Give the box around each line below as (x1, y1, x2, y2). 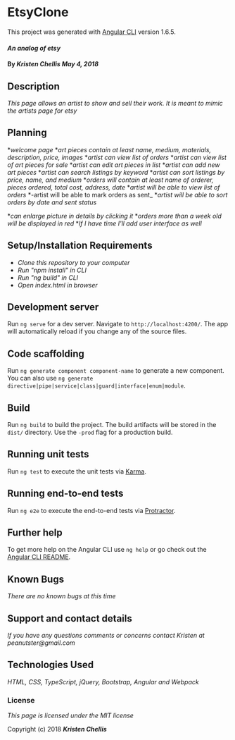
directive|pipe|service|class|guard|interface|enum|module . (7, 381, 186, 390)
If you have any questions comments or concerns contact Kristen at (7, 631, 205, 640)
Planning (7, 127, 47, 139)
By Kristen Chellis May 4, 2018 (7, 60, 99, 68)
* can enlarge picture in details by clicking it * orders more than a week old (7, 211, 222, 220)
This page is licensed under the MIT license (7, 711, 134, 720)
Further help (7, 526, 63, 539)
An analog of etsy (7, 44, 61, 52)
